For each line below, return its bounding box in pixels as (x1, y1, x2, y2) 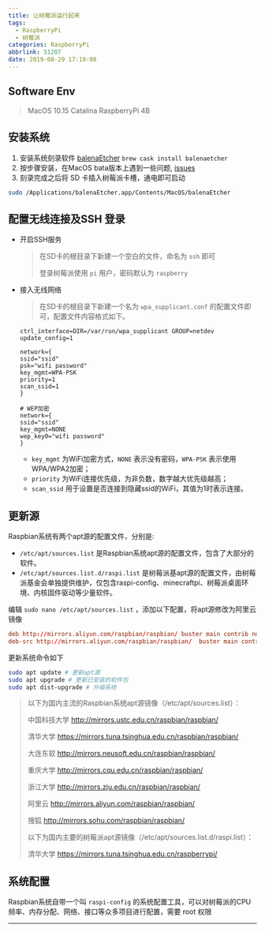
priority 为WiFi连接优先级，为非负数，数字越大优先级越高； (31, 474, 229, 484)
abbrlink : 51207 (8, 48, 62, 56)
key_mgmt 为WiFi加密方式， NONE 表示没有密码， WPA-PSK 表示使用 (31, 455, 237, 464)
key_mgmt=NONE (19, 425, 66, 434)
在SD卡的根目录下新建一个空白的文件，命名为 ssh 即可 (39, 252, 216, 261)
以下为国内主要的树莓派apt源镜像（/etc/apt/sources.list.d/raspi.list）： (27, 833, 254, 842)
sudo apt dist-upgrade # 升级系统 (8, 683, 117, 691)
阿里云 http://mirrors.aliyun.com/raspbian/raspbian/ (27, 799, 196, 809)
